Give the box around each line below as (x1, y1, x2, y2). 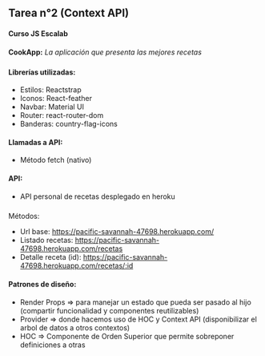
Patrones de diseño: (8, 280, 77, 289)
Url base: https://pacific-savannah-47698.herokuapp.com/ (19, 227, 215, 237)
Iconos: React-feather (19, 94, 92, 103)
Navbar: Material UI (19, 102, 85, 111)
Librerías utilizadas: (8, 67, 76, 77)
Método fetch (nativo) (19, 156, 92, 165)
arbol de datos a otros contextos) (19, 322, 130, 332)
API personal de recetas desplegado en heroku (19, 192, 176, 201)
